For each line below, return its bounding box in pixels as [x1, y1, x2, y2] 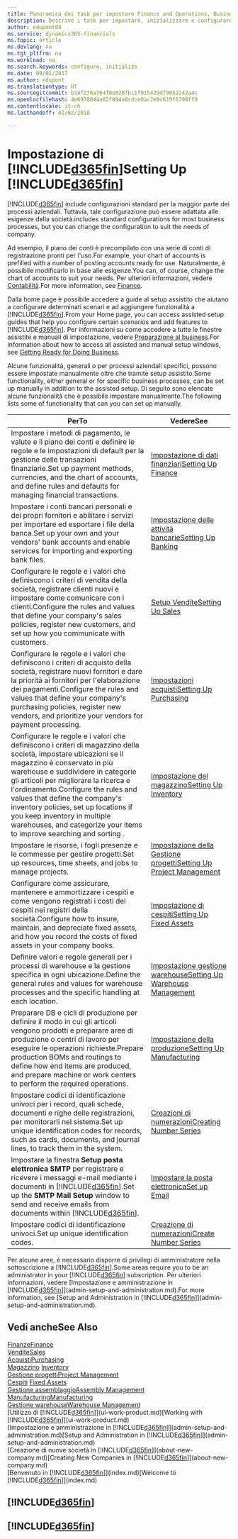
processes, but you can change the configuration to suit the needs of [7, 222, 210, 230]
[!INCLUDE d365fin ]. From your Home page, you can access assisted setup [7, 310, 225, 318]
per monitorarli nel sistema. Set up [11, 1116, 123, 1126]
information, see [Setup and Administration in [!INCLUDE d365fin [7, 1293, 195, 1301]
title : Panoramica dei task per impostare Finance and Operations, [7, 10, 211, 18]
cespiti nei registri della [11, 905, 89, 915]
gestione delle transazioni [11, 455, 97, 465]
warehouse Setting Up [151, 969, 223, 979]
